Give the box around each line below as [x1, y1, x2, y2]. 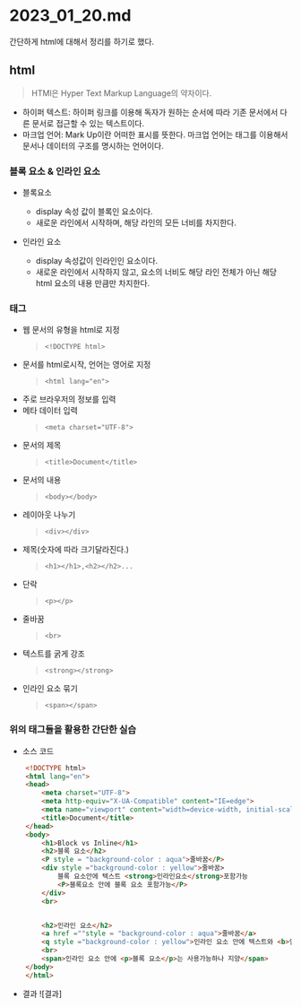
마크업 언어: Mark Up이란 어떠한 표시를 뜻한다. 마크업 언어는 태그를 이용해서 [21, 129, 288, 140]
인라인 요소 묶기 [21, 683, 78, 694]
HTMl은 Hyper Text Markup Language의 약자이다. [30, 87, 212, 99]
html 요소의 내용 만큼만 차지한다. [35, 278, 150, 289]
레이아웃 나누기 [21, 509, 76, 520]
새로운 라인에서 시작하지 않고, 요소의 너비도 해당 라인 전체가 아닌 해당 [35, 266, 278, 278]
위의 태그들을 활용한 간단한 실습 [9, 724, 137, 736]
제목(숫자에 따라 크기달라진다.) [21, 544, 130, 555]
